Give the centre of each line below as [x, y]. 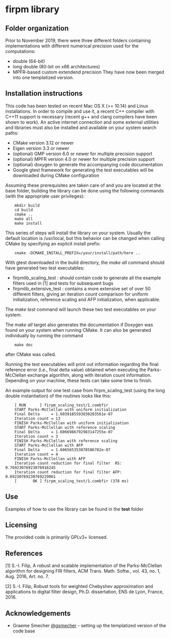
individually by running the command [44, 335]
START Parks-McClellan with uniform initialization [70, 409]
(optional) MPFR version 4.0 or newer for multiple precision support [83, 159]
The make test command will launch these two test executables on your [81, 309]
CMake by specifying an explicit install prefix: [53, 243]
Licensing [21, 525]
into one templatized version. [43, 77]
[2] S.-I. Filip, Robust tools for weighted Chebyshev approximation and [79, 586]
